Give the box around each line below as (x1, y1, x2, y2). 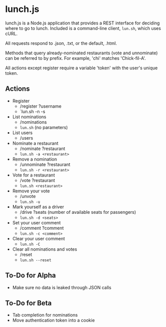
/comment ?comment (19, 225, 64, 231)
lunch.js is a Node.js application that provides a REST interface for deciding (5, 20, 160, 26)
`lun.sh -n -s (19, 108, 46, 114)
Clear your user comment (12, 235, 65, 241)
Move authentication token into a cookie (12, 318, 95, 324)
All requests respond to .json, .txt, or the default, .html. (5, 40, 117, 46)
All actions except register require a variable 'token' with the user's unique (5, 65, 158, 71)
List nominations (12, 114, 46, 120)
